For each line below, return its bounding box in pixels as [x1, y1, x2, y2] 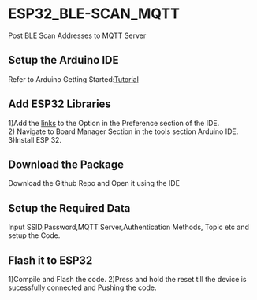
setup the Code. [8, 231, 61, 240]
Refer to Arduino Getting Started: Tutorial [8, 74, 140, 83]
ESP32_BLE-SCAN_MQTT [8, 5, 180, 23]
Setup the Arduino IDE [8, 54, 119, 67]
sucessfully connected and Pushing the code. [8, 283, 157, 292]
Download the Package [8, 157, 125, 171]
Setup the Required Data [8, 202, 131, 215]
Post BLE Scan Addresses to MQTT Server [8, 31, 147, 40]
